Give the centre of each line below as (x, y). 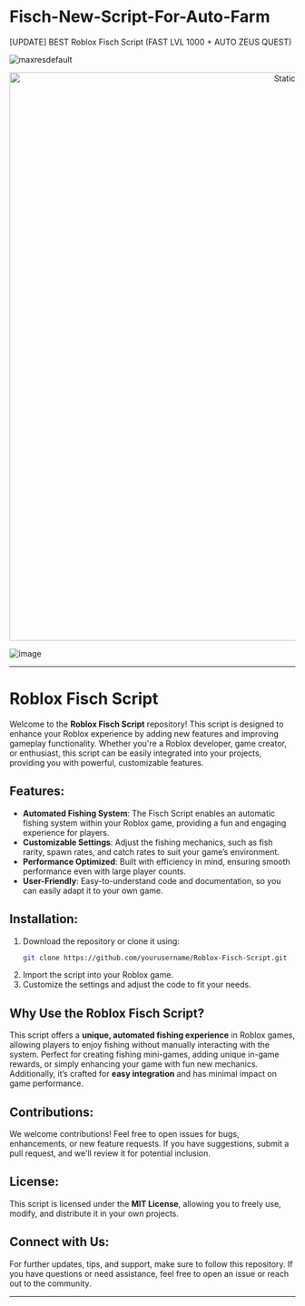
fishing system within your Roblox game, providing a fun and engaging (154, 823)
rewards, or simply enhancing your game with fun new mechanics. (134, 1064)
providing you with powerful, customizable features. (107, 762)
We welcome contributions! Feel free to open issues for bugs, (124, 1134)
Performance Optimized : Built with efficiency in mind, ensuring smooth (156, 861)
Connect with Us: (59, 1242)
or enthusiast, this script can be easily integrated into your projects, (136, 753)
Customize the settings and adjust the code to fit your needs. (137, 985)
